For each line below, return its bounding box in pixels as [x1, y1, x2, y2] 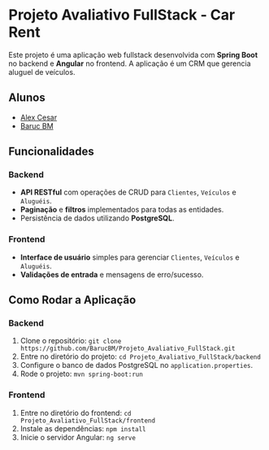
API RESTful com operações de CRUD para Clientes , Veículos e [20, 187, 237, 197]
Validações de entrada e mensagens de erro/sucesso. [20, 269, 204, 279]
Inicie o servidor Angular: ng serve [20, 432, 137, 442]
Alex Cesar [20, 112, 58, 122]
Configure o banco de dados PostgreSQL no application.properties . [20, 360, 254, 370]
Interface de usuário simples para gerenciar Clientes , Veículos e [20, 252, 240, 262]
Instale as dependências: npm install [20, 423, 146, 433]
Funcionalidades [8, 145, 95, 159]
